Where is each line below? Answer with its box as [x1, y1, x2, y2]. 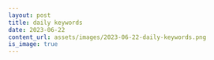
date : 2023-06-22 [8, 26, 66, 34]
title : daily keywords [8, 19, 83, 26]
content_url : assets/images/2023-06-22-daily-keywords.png [8, 33, 207, 41]
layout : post [8, 11, 51, 19]
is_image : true [8, 41, 58, 48]
